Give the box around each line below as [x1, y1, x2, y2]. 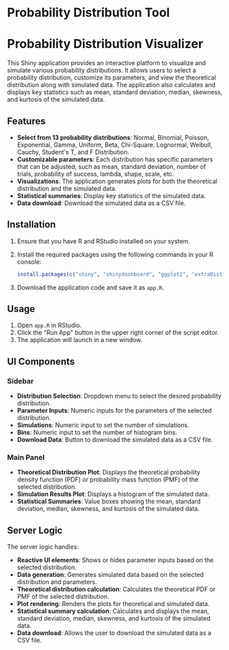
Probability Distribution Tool [7, 5, 170, 21]
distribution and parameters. [16, 578, 98, 586]
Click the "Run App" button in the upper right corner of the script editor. [16, 328, 219, 337]
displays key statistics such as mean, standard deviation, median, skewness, [7, 88, 223, 97]
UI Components [7, 355, 75, 368]
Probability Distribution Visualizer [7, 36, 204, 52]
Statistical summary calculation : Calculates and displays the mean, [16, 607, 210, 615]
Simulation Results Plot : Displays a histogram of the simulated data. [16, 490, 210, 498]
